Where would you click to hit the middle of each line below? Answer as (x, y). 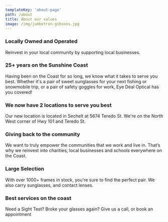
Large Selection (25, 169)
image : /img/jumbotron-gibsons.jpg (42, 24)
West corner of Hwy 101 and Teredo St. (46, 121)
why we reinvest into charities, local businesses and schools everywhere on (83, 150)
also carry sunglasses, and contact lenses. (49, 185)
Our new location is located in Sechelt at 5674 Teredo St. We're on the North (84, 116)
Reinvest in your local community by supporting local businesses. (73, 52)
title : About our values (31, 19)
